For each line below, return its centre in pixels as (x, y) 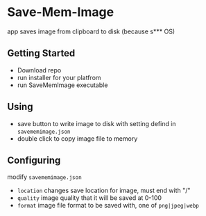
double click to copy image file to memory (77, 138)
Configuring (34, 160)
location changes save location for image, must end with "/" (104, 191)
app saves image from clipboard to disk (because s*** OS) (91, 31)
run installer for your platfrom (59, 77)
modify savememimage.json (44, 177)
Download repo (39, 70)
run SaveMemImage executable (62, 85)
